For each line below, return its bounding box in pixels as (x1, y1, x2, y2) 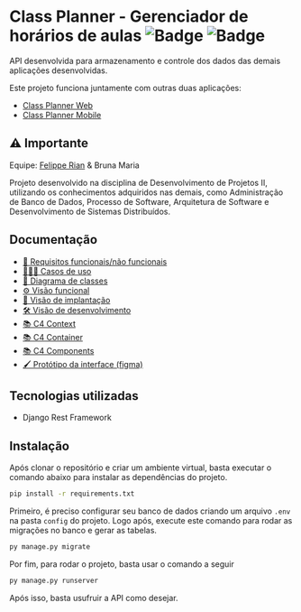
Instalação (9, 438, 70, 453)
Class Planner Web (22, 99, 93, 110)
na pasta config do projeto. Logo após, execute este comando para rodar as (9, 515, 293, 526)
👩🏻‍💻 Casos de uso (22, 265, 92, 276)
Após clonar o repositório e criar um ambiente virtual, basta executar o (9, 462, 272, 473)
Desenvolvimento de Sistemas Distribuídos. (9, 206, 171, 217)
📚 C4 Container (22, 331, 84, 342)
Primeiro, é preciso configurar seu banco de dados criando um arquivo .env (9, 505, 291, 516)
